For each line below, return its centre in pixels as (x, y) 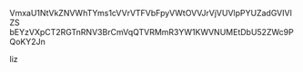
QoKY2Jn (27, 41)
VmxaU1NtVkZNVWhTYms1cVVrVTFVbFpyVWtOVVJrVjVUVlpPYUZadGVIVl (151, 13)
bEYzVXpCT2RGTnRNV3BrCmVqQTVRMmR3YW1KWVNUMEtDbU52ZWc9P (151, 32)
